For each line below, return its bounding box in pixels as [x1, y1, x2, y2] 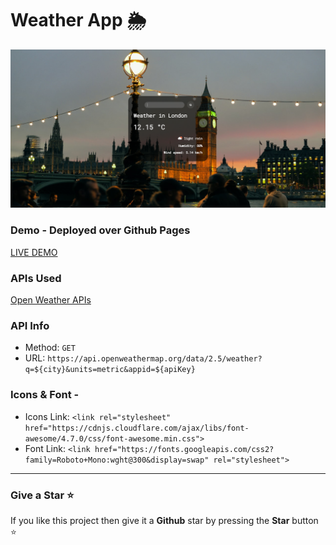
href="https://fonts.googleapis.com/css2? [94, 444, 275, 454]
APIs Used [10, 271, 62, 285]
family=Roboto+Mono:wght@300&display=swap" [24, 455, 210, 465]
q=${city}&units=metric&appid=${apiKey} [24, 365, 196, 375]
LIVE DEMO [10, 246, 58, 258]
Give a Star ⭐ [10, 488, 75, 502]
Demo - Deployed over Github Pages [10, 223, 191, 237]
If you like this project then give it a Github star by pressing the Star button [10, 514, 319, 526]
